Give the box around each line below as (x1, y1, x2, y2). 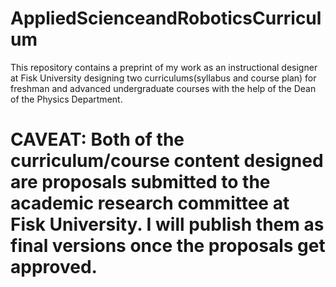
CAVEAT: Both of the (10, 128, 185, 151)
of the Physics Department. (10, 93, 123, 105)
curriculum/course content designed (10, 150, 324, 172)
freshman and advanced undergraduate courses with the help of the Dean (10, 82, 317, 94)
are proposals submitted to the (10, 171, 271, 194)
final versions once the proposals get (10, 235, 326, 257)
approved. (10, 256, 98, 279)
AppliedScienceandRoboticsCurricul (10, 7, 322, 30)
